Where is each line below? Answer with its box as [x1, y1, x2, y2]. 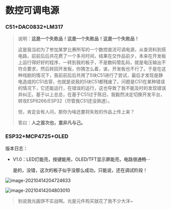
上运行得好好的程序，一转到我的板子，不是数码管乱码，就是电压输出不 [17, 60, 166, 66]
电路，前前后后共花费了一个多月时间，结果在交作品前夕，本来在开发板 [17, 53, 166, 59]
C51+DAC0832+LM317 [5, 24, 63, 31]
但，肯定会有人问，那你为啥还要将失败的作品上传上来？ [17, 109, 135, 115]
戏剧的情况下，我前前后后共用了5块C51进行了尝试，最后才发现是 [22, 72, 159, 79]
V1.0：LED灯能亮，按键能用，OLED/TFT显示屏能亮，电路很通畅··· [12, 156, 151, 162]
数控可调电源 [5, 5, 60, 16]
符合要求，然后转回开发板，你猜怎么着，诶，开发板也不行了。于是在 [17, 66, 162, 72]
